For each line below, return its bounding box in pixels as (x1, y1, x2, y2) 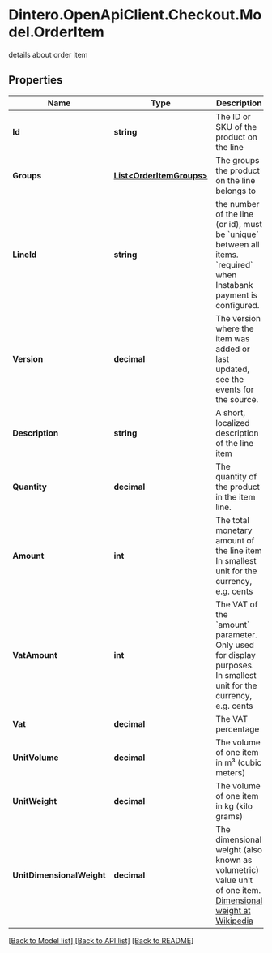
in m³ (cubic (215, 757, 262, 768)
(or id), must (215, 218, 263, 230)
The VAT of (215, 599, 258, 610)
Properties (8, 73, 63, 87)
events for (215, 384, 254, 395)
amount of (215, 534, 255, 546)
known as (215, 854, 253, 865)
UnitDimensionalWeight (12, 869, 107, 881)
